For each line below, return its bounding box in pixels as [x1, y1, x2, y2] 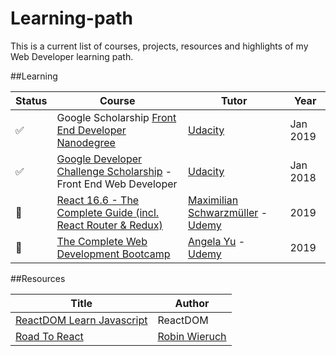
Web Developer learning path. [10, 50, 134, 62]
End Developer [56, 123, 127, 137]
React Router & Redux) [56, 218, 163, 232]
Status [15, 93, 48, 107]
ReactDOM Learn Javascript [15, 313, 148, 327]
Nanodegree [56, 135, 116, 149]
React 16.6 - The [56, 193, 140, 207]
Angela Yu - [187, 234, 246, 248]
